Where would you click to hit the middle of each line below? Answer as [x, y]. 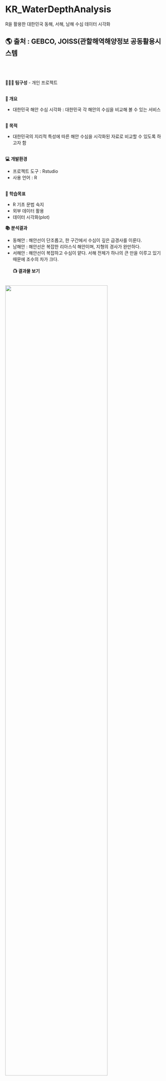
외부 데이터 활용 [28, 211]
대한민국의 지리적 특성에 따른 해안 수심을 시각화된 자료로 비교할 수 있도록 [84, 136]
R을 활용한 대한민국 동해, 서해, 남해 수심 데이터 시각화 [58, 24]
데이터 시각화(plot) [31, 217]
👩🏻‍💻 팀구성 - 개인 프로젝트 [32, 83]
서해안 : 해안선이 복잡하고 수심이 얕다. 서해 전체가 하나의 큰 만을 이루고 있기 [87, 253]
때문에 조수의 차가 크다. [36, 259]
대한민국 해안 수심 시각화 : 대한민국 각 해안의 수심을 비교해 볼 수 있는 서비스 [87, 109]
